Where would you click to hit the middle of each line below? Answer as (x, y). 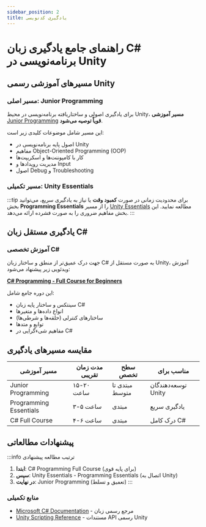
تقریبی (90, 375)
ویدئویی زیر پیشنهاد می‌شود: (39, 269)
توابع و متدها (30, 324)
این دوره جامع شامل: (31, 293)
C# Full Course (31, 420)
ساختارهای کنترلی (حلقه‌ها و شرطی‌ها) (59, 318)
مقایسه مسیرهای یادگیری (50, 350)
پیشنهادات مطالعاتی (40, 442)
